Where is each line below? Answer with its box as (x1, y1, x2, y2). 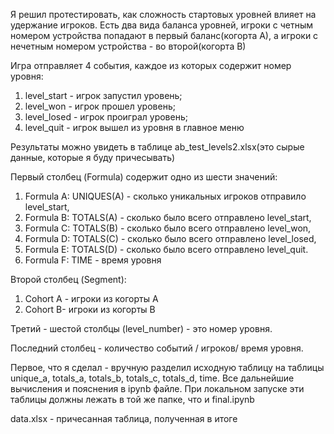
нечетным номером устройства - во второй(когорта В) (10, 40, 247, 52)
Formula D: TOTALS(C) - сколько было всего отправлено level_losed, (24, 233, 317, 244)
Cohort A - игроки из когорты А (24, 293, 159, 304)
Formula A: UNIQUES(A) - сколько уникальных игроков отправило (24, 190, 307, 202)
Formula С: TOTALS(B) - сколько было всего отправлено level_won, (24, 222, 312, 234)
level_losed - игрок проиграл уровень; (24, 111, 188, 123)
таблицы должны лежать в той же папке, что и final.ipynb (10, 394, 255, 405)
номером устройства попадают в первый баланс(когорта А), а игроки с (10, 30, 319, 41)
